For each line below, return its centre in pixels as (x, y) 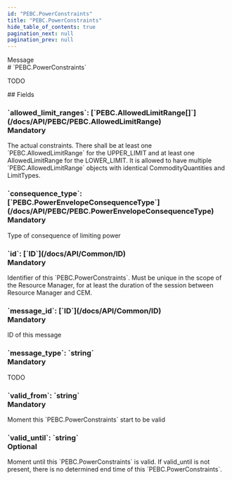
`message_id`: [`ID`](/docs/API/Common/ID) (84, 311)
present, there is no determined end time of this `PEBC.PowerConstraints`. (115, 469)
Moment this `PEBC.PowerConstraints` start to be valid (86, 420)
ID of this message (34, 335)
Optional (22, 446)
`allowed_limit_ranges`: (48, 113)
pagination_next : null (40, 33)
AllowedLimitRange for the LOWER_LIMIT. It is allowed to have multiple (110, 161)
